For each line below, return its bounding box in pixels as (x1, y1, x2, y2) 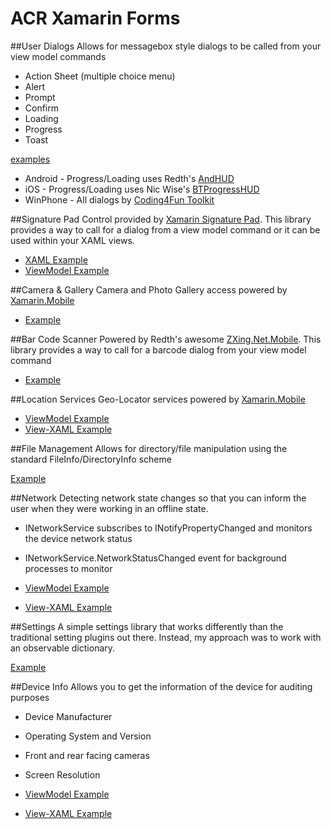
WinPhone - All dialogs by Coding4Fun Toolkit (24, 193, 215, 206)
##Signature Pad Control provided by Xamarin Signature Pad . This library (10, 213, 312, 225)
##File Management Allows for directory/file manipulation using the (10, 442, 288, 454)
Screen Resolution (24, 768, 101, 781)
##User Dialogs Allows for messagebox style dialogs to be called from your (10, 40, 322, 52)
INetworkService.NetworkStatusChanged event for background (24, 552, 287, 564)
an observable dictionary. (10, 642, 116, 654)
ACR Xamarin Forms (10, 7, 181, 30)
